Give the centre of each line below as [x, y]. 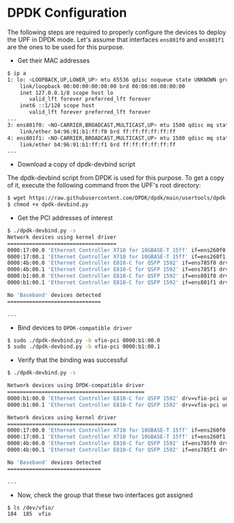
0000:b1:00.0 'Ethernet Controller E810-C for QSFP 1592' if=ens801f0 [112, 276]
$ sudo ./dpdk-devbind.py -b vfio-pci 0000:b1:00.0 [84, 340]
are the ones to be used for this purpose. [66, 47]
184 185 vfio [29, 514]
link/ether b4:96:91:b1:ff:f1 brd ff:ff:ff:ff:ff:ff [98, 144]
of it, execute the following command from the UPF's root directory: [104, 185]
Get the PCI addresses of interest [65, 218]
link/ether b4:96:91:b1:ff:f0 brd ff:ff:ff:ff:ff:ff [98, 131]
